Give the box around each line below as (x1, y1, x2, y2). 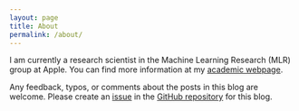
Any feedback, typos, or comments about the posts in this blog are (9, 82, 259, 93)
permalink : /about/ (9, 30, 83, 39)
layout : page (9, 13, 59, 23)
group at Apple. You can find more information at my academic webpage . (9, 64, 284, 75)
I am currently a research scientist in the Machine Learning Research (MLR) (9, 55, 292, 66)
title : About (9, 22, 59, 31)
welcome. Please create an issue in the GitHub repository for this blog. (9, 91, 274, 102)
